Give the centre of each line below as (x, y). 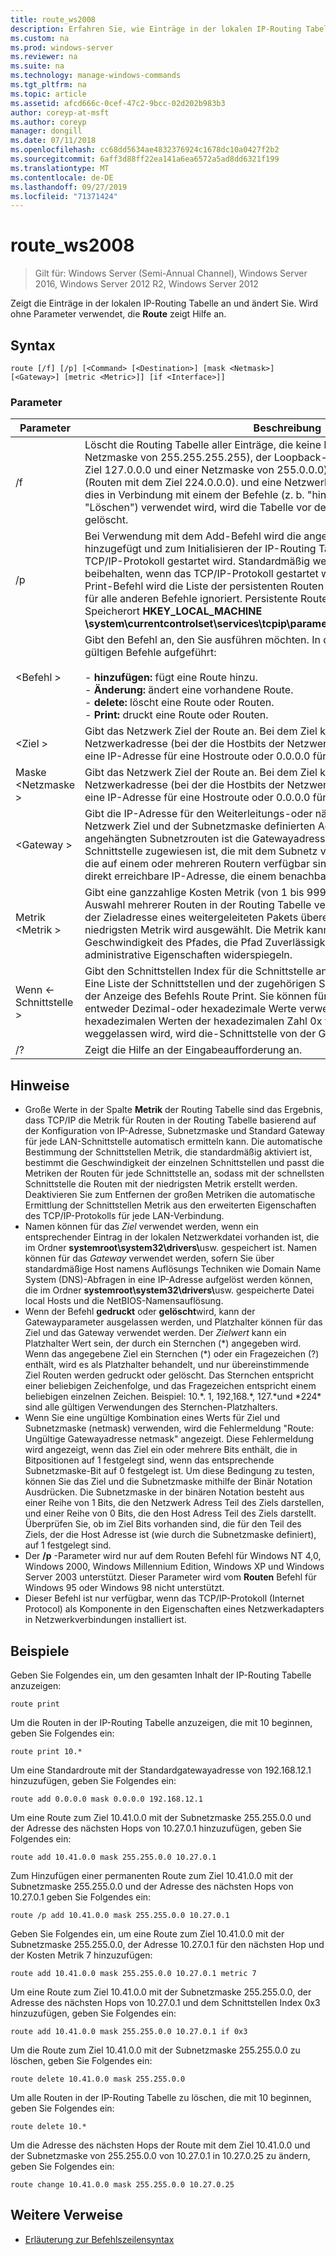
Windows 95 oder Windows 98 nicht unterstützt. (124, 1588)
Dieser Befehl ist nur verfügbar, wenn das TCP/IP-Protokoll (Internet (164, 1598)
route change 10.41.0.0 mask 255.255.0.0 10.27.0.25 (122, 2184)
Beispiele (40, 1651)
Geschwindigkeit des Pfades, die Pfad (173, 943)
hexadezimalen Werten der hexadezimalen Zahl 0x (203, 1021)
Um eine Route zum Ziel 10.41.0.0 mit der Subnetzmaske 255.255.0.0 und (161, 1817)
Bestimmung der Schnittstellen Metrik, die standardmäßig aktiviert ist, (168, 1152)
